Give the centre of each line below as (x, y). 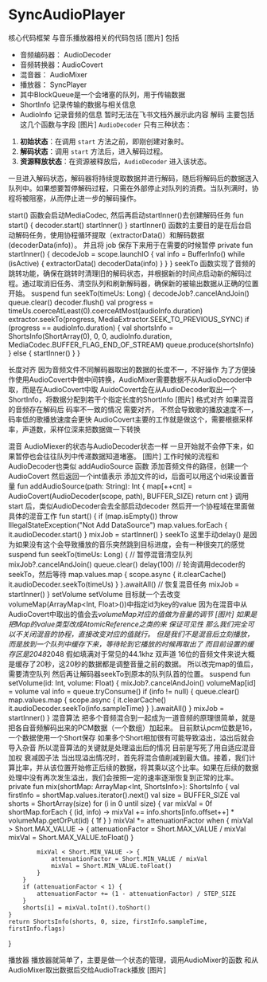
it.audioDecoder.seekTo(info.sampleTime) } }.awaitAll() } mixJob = (116, 708)
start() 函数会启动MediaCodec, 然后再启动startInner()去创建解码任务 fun (126, 215)
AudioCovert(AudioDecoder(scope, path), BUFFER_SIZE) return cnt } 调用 (129, 496)
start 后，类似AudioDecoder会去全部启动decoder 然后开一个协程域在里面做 (132, 506)
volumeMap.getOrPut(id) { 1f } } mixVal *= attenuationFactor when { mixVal (131, 820)
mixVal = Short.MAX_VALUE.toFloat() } (71, 837)
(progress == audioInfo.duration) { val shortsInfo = (91, 328)
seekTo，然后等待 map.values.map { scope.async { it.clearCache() (117, 574)
